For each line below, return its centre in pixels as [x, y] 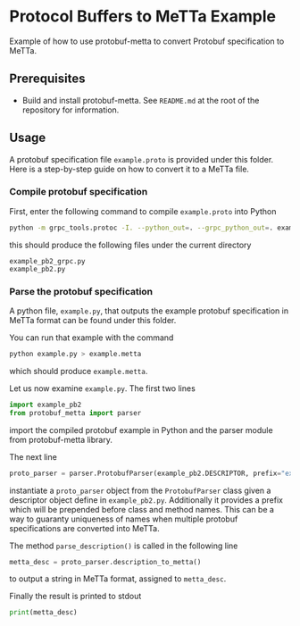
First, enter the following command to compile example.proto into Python [143, 211]
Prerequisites [47, 79]
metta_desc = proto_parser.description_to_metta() [105, 562]
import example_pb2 [46, 405]
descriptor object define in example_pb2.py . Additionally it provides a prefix [146, 500]
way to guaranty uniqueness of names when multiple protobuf [124, 519]
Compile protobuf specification [79, 192]
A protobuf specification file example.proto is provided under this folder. [142, 159]
